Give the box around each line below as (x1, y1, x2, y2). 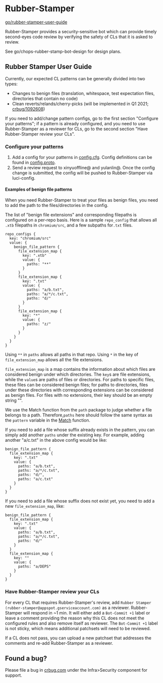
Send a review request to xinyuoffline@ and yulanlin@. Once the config (12, 165, 155, 171)
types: (5, 81, 18, 87)
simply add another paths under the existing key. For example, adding (5, 432, 145, 438)
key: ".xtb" (22, 253, 47, 258)
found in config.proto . (12, 159, 56, 165)
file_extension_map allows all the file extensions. (5, 357, 103, 363)
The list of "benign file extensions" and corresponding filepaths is (5, 212, 137, 218)
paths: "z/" (26, 321, 51, 327)
